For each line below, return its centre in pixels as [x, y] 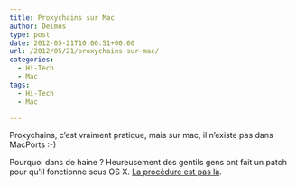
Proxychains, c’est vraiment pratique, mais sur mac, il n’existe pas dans [141, 135]
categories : [32, 60]
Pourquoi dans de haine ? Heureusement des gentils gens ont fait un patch [148, 163]
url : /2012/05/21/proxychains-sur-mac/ [84, 51]
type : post [30, 34]
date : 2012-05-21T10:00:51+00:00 [72, 43]
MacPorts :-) [33, 144]
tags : [19, 85]
